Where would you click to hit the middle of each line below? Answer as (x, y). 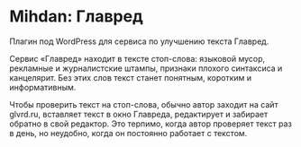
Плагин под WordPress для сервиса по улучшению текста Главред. (139, 41)
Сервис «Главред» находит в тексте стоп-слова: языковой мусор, (137, 58)
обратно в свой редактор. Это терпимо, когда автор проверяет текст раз (151, 124)
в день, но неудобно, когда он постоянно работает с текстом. (128, 133)
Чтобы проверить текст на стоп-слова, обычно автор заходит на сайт (144, 104)
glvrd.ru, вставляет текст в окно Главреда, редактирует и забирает (139, 114)
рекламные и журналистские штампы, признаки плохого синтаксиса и (146, 68)
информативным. (43, 87)
